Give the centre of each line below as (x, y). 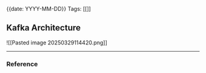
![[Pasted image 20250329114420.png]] (57, 43)
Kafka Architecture (44, 28)
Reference (22, 64)
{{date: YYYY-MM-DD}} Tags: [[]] (49, 9)
